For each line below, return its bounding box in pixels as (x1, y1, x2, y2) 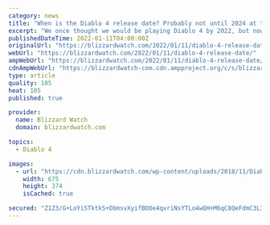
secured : (8, 204, 38, 213)
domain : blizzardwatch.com (15, 124, 106, 132)
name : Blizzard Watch (15, 116, 88, 125)
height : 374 (22, 182, 63, 190)
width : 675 (22, 174, 59, 183)
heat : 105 (8, 86, 42, 95)
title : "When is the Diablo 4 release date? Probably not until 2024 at (8, 19, 257, 27)
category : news (8, 11, 59, 20)
